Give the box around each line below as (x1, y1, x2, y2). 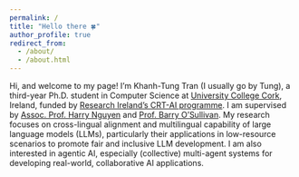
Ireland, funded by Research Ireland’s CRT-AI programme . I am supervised (9, 100, 287, 110)
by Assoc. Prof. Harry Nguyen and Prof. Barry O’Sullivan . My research (9, 110, 270, 120)
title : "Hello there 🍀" (9, 22, 101, 31)
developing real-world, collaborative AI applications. (9, 158, 204, 168)
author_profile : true (9, 30, 92, 39)
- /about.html (17, 55, 71, 64)
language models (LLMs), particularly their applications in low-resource (9, 129, 276, 139)
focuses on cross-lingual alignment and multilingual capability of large (9, 119, 272, 130)
